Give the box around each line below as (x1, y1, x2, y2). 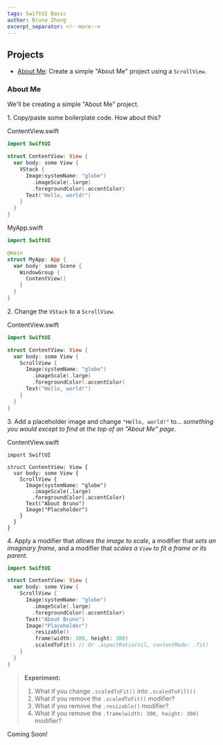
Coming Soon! (7, 730, 48, 738)
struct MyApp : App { (7, 256, 67, 263)
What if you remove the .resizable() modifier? (34, 701, 169, 710)
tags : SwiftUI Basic (7, 10, 67, 17)
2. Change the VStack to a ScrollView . (7, 307, 115, 316)
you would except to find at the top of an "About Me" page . (7, 425, 177, 433)
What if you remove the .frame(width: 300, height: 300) (34, 709, 199, 717)
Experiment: (24, 674, 61, 682)
